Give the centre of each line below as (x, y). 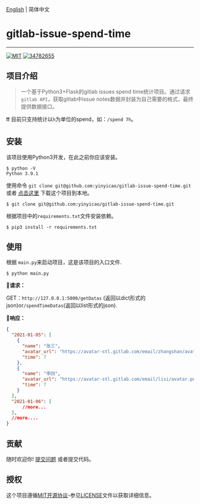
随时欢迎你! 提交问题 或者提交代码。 (50, 459)
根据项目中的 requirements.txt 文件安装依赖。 (62, 216)
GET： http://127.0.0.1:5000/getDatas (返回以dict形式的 (76, 298)
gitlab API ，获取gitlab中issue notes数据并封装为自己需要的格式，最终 (107, 99)
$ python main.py (28, 273)
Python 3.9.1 (22, 173)
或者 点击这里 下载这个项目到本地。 (49, 192)
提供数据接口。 (39, 106)
